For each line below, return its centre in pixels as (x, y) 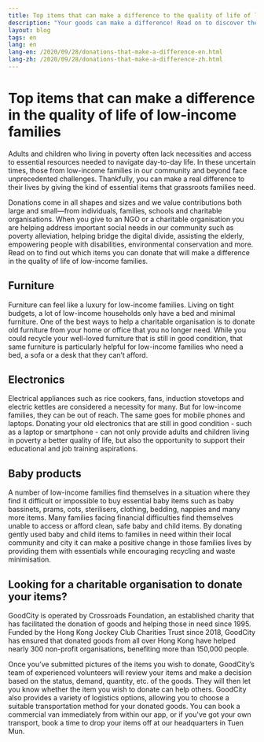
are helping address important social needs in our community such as (121, 227)
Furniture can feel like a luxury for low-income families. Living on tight (121, 305)
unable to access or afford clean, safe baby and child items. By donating (125, 526)
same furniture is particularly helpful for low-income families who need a (126, 347)
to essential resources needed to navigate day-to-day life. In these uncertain (132, 161)
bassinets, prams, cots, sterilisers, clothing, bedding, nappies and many (125, 510)
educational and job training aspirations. (73, 449)
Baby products (45, 473)
